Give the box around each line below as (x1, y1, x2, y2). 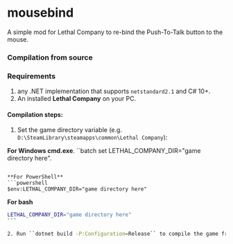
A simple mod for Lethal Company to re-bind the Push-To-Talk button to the (7, 28, 223, 36)
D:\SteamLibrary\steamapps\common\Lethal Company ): (17, 133, 168, 142)
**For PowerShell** (7, 174, 64, 181)
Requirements (7, 71, 56, 81)
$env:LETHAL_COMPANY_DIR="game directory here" (7, 186, 148, 193)
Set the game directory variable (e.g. (17, 126, 123, 134)
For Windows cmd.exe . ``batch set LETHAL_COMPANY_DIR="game (7, 147, 201, 155)
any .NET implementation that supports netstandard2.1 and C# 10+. (17, 87, 211, 95)
